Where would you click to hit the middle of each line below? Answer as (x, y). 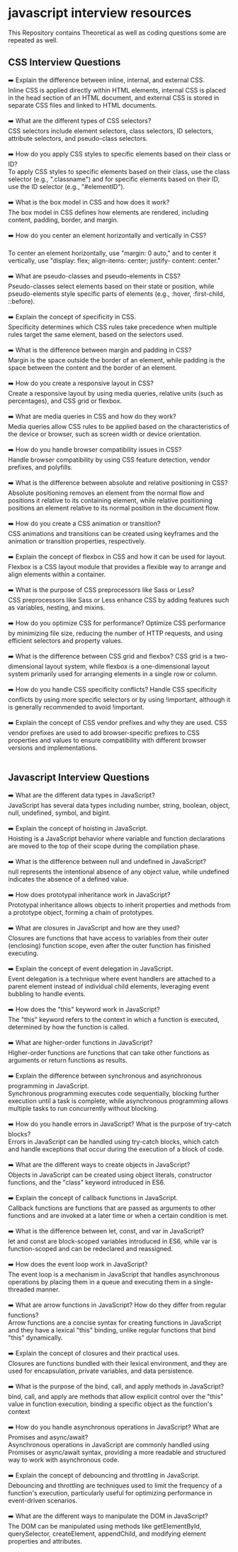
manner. (48, 1289)
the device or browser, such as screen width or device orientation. (105, 434)
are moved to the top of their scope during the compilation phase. (104, 846)
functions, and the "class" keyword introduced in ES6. (87, 1182)
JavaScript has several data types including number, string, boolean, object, (119, 805)
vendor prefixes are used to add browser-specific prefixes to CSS (104, 732)
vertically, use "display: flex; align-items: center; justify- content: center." (114, 261)
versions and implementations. (53, 748)
